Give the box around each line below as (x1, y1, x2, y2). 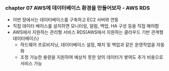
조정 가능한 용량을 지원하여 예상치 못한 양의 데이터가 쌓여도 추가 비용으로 (20, 54, 163, 60)
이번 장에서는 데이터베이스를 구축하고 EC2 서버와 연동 (12, 16, 119, 23)
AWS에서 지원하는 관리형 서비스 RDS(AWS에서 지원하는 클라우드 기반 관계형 (12, 29, 163, 35)
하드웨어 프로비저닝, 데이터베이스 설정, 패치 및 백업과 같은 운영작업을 (20, 41, 155, 48)
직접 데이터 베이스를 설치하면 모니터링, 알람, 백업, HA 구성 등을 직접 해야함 (12, 23, 159, 29)
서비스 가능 (20, 60, 42, 66)
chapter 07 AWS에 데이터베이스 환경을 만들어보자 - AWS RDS (5, 4, 150, 11)
